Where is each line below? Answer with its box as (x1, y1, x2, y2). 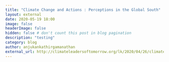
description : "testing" (5, 35, 55, 40)
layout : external (5, 12, 42, 17)
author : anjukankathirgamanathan (5, 44, 75, 49)
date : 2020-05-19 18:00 (5, 16, 55, 21)
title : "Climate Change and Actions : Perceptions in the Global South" (5, 7, 161, 12)
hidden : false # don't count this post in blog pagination (5, 30, 132, 35)
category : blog (5, 40, 37, 45)
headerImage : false (5, 26, 46, 31)
